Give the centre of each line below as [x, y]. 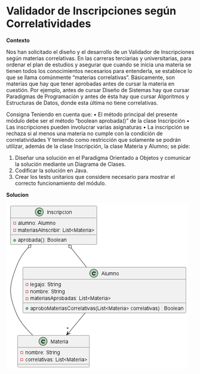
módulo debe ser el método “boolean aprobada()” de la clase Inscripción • [98, 120]
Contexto [18, 40]
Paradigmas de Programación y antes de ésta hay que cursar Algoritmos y [98, 96]
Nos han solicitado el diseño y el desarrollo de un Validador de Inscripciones [100, 51]
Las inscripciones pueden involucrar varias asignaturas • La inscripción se [98, 127]
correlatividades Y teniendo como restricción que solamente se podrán [93, 139]
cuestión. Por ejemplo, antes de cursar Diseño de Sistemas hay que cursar [98, 90]
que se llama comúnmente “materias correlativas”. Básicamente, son [90, 77]
